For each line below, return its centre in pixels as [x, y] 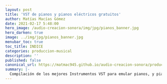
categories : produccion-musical [39, 51]
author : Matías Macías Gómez [35, 19]
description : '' [22, 56]
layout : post [19, 10]
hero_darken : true [24, 33]
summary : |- [17, 70]
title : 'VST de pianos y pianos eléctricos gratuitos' [63, 14]
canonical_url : [21, 65]
